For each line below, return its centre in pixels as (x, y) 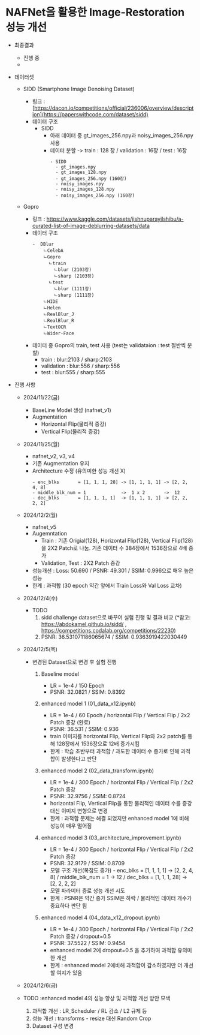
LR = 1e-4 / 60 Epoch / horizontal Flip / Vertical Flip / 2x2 (120, 715)
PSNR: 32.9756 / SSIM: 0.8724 (88, 796)
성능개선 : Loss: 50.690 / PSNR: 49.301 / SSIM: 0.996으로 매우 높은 (113, 570)
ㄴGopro (52, 257)
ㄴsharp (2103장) (74, 276)
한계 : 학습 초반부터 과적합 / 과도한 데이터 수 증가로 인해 (115, 751)
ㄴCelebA (53, 250)
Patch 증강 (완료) (70, 722)
